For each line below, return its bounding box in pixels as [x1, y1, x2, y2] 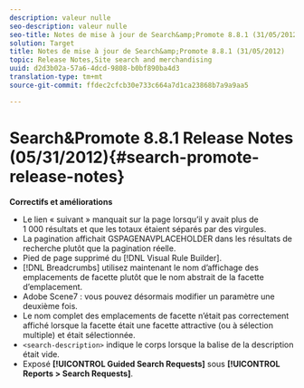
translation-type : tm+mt [9, 73, 103, 82]
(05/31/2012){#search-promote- [9, 147, 260, 168]
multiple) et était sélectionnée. [22, 329, 136, 340]
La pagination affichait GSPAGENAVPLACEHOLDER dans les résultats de [22, 233, 292, 244]
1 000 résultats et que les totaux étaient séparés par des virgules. [22, 223, 267, 234]
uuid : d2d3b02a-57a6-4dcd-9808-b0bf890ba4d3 [9, 64, 180, 73]
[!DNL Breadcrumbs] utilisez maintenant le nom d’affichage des [22, 262, 260, 273]
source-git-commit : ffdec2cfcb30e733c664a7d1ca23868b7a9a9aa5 [9, 81, 249, 90]
